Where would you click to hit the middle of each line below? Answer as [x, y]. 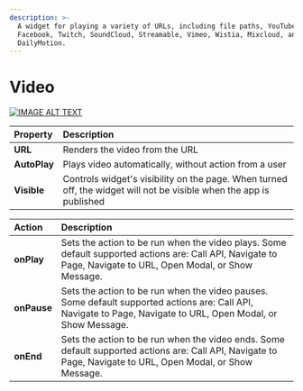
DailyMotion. [42, 43]
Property [33, 134]
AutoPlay [34, 165]
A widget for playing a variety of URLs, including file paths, [141, 26]
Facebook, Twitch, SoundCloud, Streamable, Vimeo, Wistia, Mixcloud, [151, 34]
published [84, 202]
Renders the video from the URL [130, 150]
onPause [33, 308]
